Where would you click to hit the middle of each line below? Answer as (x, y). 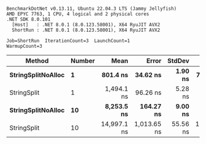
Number (82, 61)
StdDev (179, 61)
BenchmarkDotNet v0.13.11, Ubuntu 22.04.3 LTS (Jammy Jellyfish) (91, 9)
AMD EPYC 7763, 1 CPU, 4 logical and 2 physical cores (78, 14)
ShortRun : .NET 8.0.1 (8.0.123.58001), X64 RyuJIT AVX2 (86, 30)
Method (37, 61)
